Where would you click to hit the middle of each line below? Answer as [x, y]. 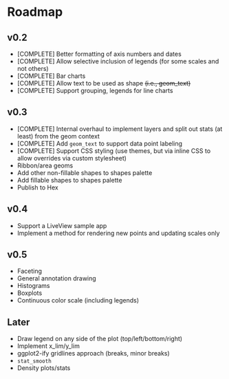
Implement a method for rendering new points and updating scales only [118, 233]
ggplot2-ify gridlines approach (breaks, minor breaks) [93, 354]
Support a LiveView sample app [62, 225]
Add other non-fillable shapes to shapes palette [85, 172]
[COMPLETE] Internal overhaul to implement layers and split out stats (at [120, 129]
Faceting [30, 271]
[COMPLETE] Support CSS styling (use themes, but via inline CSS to [114, 151]
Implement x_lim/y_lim [48, 346]
